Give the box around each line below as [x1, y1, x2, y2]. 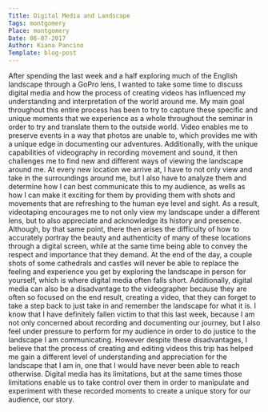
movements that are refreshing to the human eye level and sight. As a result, [8, 199, 260, 208]
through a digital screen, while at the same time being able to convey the [8, 241, 248, 251]
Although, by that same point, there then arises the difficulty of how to [8, 224, 240, 233]
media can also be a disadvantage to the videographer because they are [8, 284, 247, 293]
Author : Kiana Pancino [8, 42, 84, 50]
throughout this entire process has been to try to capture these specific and [8, 105, 258, 115]
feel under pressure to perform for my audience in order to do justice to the [8, 326, 257, 336]
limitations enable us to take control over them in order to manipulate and [8, 378, 250, 387]
